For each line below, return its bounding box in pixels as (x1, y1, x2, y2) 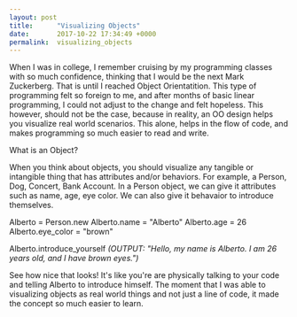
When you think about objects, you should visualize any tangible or (9, 162, 254, 173)
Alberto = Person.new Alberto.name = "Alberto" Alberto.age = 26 (9, 217, 246, 228)
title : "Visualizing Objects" (9, 21, 141, 30)
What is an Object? (9, 145, 78, 156)
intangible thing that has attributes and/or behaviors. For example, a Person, (9, 172, 287, 182)
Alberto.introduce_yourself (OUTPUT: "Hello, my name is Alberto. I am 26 (9, 244, 277, 254)
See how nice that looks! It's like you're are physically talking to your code (9, 270, 280, 281)
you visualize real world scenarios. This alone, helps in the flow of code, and (9, 119, 288, 129)
